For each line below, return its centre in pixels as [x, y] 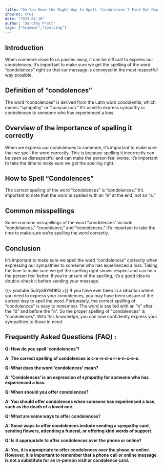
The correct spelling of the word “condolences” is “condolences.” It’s [74, 190]
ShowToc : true [20, 14]
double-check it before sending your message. [52, 281]
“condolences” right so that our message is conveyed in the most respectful [81, 70]
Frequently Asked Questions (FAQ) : [61, 337]
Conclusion [23, 248]
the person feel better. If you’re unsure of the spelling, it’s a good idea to [78, 276]
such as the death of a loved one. [40, 406]
